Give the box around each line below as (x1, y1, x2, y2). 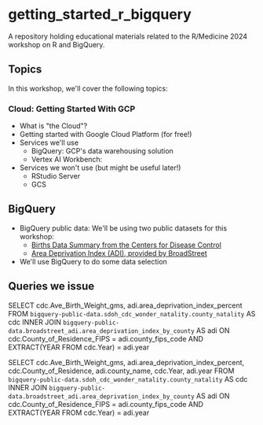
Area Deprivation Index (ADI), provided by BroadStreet (31, 248, 208, 257)
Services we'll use (19, 138, 79, 147)
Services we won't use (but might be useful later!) (19, 163, 181, 172)
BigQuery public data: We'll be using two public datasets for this (19, 223, 228, 233)
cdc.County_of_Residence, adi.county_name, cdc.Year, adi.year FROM (8, 366, 235, 375)
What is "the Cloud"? (19, 121, 88, 131)
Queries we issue (8, 279, 95, 293)
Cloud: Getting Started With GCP (8, 103, 136, 114)
